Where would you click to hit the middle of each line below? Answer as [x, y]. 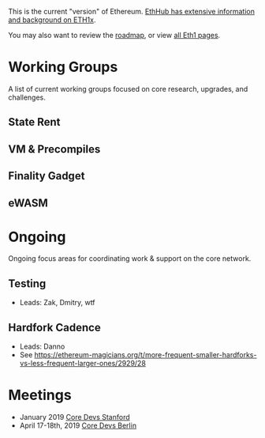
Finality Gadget [47, 176]
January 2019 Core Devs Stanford [75, 417]
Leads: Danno [42, 346]
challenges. [27, 97]
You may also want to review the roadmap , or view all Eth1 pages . [114, 35]
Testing [27, 283]
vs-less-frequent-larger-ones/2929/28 [82, 364]
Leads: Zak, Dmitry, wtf [58, 303]
